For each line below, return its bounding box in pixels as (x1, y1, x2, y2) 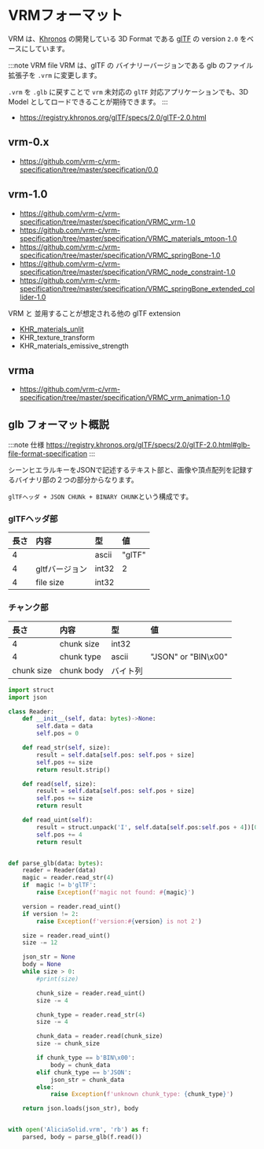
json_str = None (22, 953, 76, 961)
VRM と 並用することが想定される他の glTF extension (8, 308, 181, 318)
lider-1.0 (19, 292, 46, 302)
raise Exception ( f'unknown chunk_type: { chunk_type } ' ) (49, 1091, 234, 1099)
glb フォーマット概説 (8, 417, 110, 431)
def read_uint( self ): (22, 816, 93, 825)
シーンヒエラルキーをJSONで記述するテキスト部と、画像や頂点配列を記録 (8, 465, 247, 475)
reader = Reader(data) (22, 866, 97, 874)
